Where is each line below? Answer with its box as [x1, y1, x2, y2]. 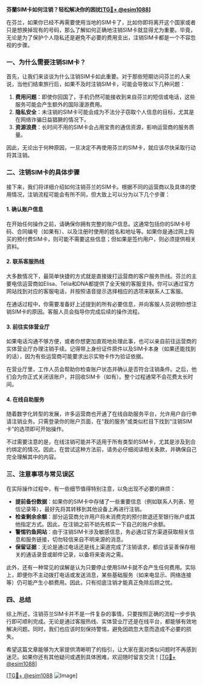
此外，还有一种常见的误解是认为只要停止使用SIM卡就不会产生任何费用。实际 [6, 563, 196, 571]
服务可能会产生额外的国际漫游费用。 [14, 101, 106, 108]
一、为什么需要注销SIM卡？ [6, 57, 86, 66]
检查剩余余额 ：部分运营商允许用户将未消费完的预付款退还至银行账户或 [14, 513, 190, 520]
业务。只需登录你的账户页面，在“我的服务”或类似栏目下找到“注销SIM [22, 418, 192, 425]
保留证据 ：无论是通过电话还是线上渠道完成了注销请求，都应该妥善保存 [14, 543, 190, 550]
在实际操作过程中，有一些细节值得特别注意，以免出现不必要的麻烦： [6, 485, 176, 492]
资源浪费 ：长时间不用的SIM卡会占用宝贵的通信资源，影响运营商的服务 [14, 123, 189, 131]
